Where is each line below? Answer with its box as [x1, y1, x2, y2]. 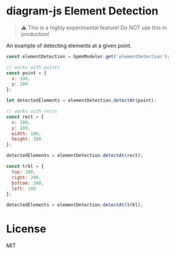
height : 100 [11, 136, 42, 142]
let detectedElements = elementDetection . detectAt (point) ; [6, 98, 157, 104]
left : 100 [11, 186, 36, 192]
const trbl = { [6, 164, 44, 170]
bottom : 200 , [11, 180, 44, 186]
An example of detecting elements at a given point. [6, 42, 132, 49]
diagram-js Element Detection [6, 4, 159, 18]
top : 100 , [11, 169, 36, 175]
